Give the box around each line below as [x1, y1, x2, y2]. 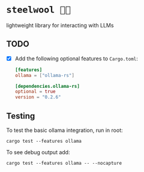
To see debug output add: [6, 149, 70, 156]
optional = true [14, 88, 56, 95]
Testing [6, 110, 35, 121]
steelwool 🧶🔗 [6, 4, 71, 16]
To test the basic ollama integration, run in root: [6, 127, 123, 134]
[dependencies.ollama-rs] [14, 83, 80, 89]
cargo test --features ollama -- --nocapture [6, 160, 122, 166]
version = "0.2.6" [14, 94, 61, 100]
